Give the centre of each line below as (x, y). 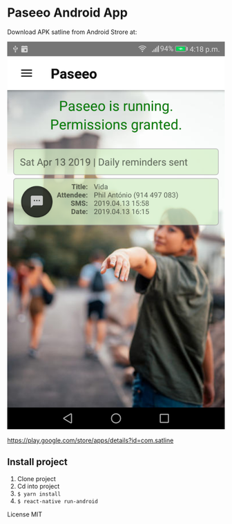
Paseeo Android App (67, 13)
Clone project (37, 478)
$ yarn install (39, 494)
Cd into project (38, 486)
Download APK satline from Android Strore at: (72, 32)
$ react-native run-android (57, 501)
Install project (37, 462)
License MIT (25, 514)
